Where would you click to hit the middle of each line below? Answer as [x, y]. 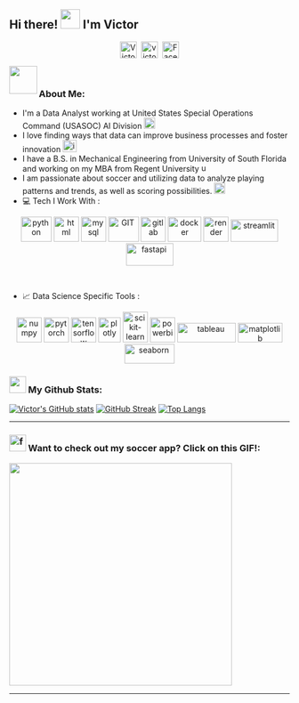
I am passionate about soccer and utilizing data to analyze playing [143, 178]
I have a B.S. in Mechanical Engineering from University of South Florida [154, 159]
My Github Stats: [65, 390]
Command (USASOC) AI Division [82, 126]
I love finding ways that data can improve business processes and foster [155, 135]
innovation [41, 149]
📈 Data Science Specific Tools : [81, 296]
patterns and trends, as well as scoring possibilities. [117, 191]
